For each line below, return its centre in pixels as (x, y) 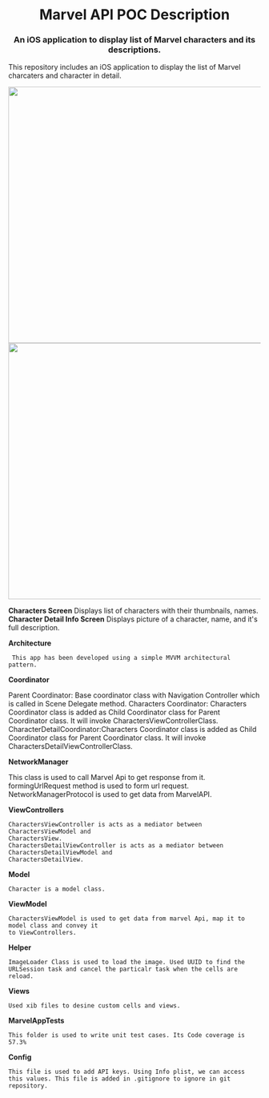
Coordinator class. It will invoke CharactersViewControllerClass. (113, 721)
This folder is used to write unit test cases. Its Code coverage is (127, 1036)
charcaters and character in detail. (65, 76)
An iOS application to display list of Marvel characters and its (134, 40)
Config (20, 1057)
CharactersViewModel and (50, 832)
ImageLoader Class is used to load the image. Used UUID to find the (127, 963)
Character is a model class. (57, 889)
